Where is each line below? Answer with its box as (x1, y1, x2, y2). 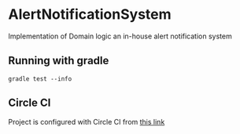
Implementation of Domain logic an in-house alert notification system (8, 31, 232, 41)
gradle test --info (8, 74, 72, 83)
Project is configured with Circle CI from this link (8, 117, 165, 126)
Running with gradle (8, 54, 109, 67)
